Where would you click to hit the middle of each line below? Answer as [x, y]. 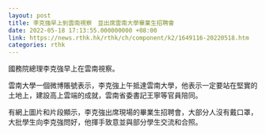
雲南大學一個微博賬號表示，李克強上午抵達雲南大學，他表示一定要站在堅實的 [133, 86]
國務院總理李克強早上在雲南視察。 [64, 69]
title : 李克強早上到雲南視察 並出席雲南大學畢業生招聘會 [91, 23]
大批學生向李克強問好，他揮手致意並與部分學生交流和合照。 [105, 122]
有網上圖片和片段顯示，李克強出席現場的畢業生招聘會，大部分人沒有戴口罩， [133, 113]
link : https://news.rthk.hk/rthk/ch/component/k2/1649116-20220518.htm [129, 38]
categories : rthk [37, 45]
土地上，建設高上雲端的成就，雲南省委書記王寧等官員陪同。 [105, 95]
